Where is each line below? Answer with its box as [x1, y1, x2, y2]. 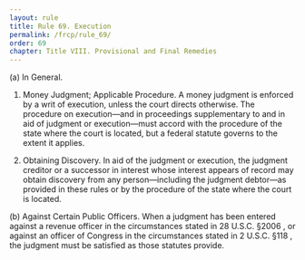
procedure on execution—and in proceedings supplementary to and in [22, 109, 286, 120]
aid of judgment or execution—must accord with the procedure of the [22, 119, 283, 130]
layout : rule [9, 13, 59, 23]
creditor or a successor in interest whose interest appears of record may [22, 165, 294, 176]
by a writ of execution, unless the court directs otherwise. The [22, 99, 256, 110]
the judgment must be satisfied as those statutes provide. [9, 240, 225, 251]
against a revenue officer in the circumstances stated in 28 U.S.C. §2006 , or [9, 221, 296, 232]
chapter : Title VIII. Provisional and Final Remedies [9, 47, 218, 56]
